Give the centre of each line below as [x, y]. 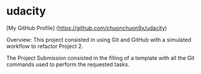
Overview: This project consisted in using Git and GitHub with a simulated [99, 39]
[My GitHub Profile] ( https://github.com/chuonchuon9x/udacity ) [87, 28]
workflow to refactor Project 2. [45, 46]
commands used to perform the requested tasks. [68, 64]
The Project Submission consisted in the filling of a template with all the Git [100, 58]
